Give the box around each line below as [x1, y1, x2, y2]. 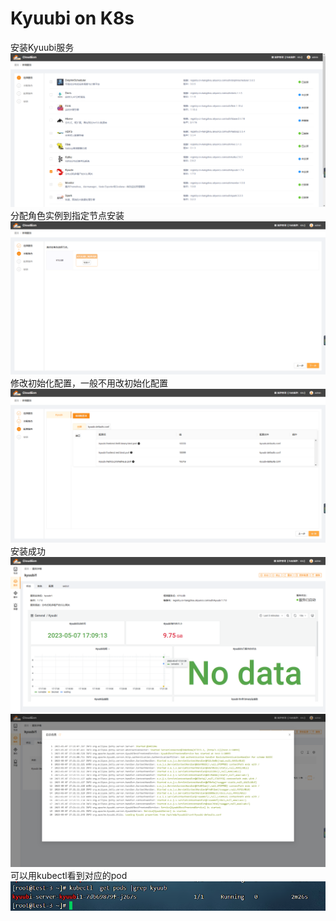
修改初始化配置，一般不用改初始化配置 [10, 377, 168, 389]
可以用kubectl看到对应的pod [10, 870, 128, 882]
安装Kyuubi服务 [10, 41, 75, 53]
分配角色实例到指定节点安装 [10, 209, 125, 221]
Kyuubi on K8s [10, 7, 135, 30]
